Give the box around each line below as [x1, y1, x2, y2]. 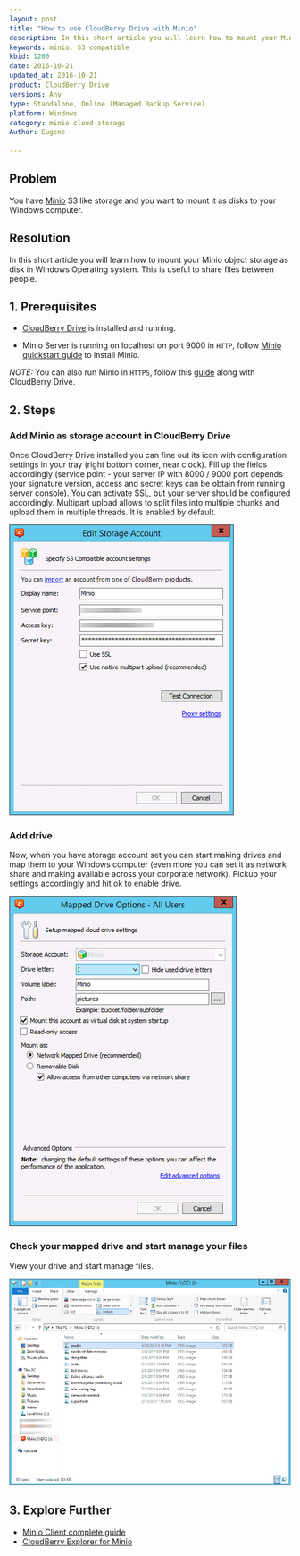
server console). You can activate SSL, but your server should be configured [9, 488, 291, 498]
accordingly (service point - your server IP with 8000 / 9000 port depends [9, 469, 284, 480]
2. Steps [9, 403, 56, 418]
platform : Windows [9, 108, 78, 118]
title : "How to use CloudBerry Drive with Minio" [9, 23, 198, 33]
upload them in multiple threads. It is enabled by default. [9, 506, 217, 518]
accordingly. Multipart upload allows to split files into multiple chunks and [9, 497, 279, 508]
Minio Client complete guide [21, 1526, 127, 1537]
